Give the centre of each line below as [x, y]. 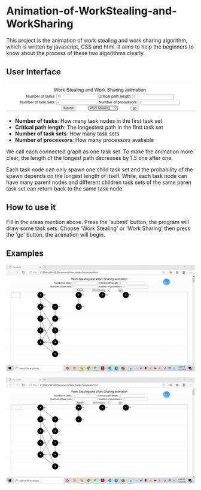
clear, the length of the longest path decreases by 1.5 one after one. [90, 158]
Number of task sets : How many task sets [67, 134]
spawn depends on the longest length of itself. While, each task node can [97, 176]
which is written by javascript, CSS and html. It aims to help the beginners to [100, 47]
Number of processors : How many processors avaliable [84, 140]
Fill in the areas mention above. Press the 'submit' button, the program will [98, 222]
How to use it [31, 208]
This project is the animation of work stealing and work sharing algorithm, [97, 40]
